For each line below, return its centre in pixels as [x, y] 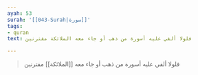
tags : [15, 26]
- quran [18, 32]
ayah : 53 [20, 13]
